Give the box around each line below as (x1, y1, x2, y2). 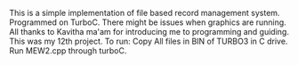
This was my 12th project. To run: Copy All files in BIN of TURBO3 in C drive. (9, 36, 288, 46)
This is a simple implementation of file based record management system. (9, 8, 280, 18)
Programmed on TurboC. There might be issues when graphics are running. (9, 17, 286, 28)
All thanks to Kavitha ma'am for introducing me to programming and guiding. (9, 27, 289, 37)
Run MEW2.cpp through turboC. (9, 45, 127, 56)
